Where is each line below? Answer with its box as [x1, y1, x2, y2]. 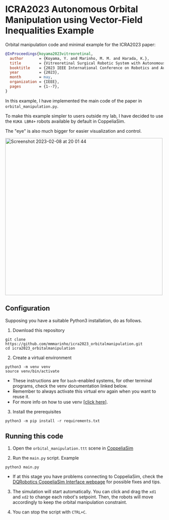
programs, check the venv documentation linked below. [12, 383, 128, 389]
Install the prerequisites [12, 408, 61, 414]
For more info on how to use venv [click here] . [12, 399, 108, 405]
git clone [5, 337, 26, 342]
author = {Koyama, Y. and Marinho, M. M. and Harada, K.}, [10, 56, 150, 61]
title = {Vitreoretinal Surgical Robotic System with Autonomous [10, 60, 165, 66]
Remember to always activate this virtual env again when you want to [12, 388, 156, 394]
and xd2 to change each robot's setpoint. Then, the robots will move [12, 494, 153, 500]
